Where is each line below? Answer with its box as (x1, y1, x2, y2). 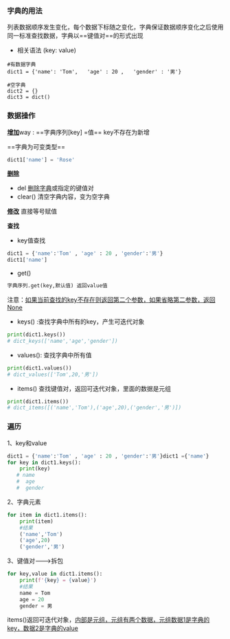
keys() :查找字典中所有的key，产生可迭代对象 (16, 317, 145, 326)
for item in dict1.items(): (7, 511, 88, 518)
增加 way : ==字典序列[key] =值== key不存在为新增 (7, 128, 150, 136)
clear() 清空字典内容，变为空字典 (16, 192, 110, 201)
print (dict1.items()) (7, 398, 69, 405)
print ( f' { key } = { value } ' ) (19, 577, 97, 584)
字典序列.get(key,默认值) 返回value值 (7, 282, 108, 289)
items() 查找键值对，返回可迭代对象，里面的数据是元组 (16, 384, 172, 392)
